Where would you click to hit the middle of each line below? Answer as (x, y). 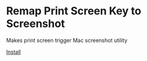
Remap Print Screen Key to (74, 11)
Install (13, 51)
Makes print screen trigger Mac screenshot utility (67, 40)
